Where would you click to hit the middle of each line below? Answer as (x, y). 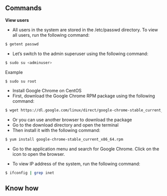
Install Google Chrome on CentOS (47, 91)
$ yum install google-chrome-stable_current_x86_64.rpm (64, 139)
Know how (22, 188)
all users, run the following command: (51, 35)
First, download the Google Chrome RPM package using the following (83, 96)
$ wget (12, 110)
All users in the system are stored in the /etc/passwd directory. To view (85, 30)
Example (14, 72)
